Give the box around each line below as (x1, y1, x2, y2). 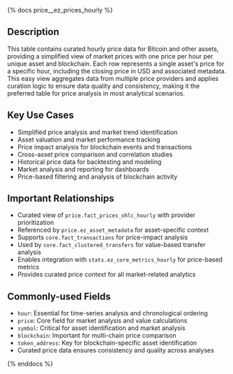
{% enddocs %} (7, 359, 54, 368)
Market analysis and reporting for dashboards (17, 165, 149, 173)
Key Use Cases (7, 110, 75, 121)
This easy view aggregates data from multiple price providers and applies (7, 74, 219, 82)
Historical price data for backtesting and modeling (17, 157, 162, 166)
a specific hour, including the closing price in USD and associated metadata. (7, 66, 227, 75)
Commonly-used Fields (7, 290, 112, 302)
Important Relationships (7, 193, 114, 204)
